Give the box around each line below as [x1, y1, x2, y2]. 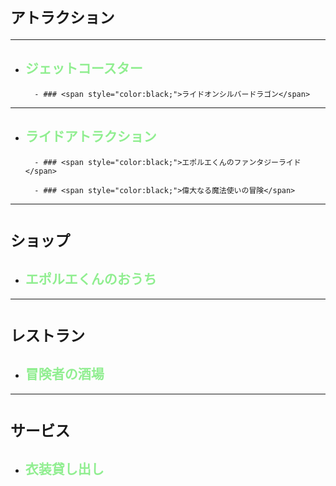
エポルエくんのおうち [24, 271, 157, 288]
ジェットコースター [24, 60, 143, 77]
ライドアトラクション [24, 128, 157, 145]
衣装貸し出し [24, 461, 105, 478]
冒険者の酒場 [24, 366, 105, 383]
